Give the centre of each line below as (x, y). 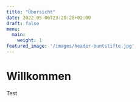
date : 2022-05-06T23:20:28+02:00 (49, 18)
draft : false (23, 23)
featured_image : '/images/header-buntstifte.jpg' (71, 46)
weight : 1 (30, 40)
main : (19, 35)
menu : (13, 29)
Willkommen (39, 76)
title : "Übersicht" (31, 12)
